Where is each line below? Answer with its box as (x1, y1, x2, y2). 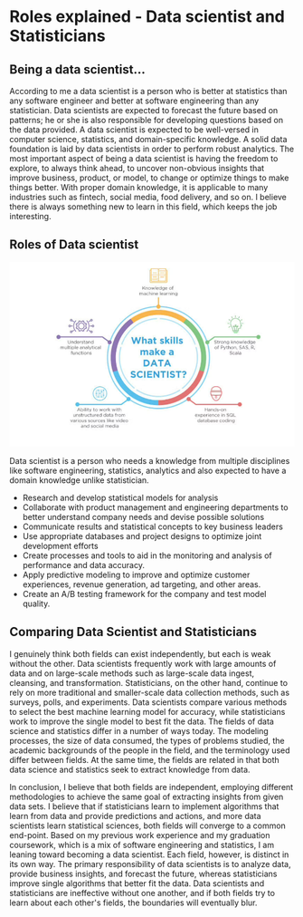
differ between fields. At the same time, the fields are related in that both (9, 754, 280, 765)
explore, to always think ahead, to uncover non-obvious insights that (9, 163, 265, 173)
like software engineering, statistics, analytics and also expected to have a (9, 465, 287, 477)
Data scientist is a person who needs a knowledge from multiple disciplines (9, 456, 290, 467)
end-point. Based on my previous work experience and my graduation (9, 829, 270, 840)
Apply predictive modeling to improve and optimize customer (22, 569, 251, 581)
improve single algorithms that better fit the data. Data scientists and (9, 877, 265, 889)
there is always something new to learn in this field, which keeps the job (9, 201, 278, 212)
